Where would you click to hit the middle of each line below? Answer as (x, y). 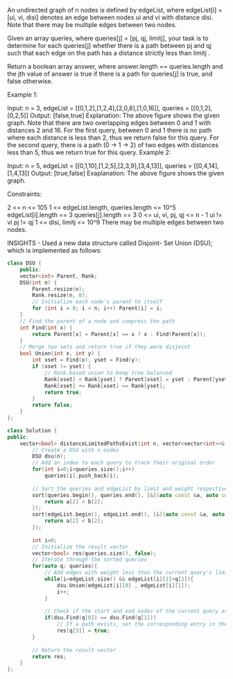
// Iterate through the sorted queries (90, 560)
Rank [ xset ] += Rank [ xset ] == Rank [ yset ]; (105, 386)
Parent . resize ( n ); (59, 289)
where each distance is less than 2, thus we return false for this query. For (113, 137)
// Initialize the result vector (80, 547)
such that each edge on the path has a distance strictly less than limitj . (109, 53)
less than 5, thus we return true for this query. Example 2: (89, 152)
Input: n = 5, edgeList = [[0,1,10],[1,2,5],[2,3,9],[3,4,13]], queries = (100, 166)
